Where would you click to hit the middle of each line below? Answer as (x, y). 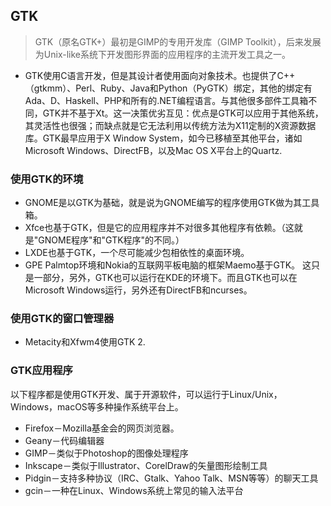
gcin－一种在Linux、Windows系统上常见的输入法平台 (134, 490)
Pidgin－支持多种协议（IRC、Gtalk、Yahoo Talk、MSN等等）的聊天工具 (171, 478)
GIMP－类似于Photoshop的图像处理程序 (106, 453)
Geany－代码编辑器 (64, 440)
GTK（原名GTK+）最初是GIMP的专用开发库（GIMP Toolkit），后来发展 (178, 41)
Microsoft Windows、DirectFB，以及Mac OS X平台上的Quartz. (153, 150)
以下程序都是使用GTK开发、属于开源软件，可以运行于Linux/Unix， (146, 394)
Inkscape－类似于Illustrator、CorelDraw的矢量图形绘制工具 (146, 465)
